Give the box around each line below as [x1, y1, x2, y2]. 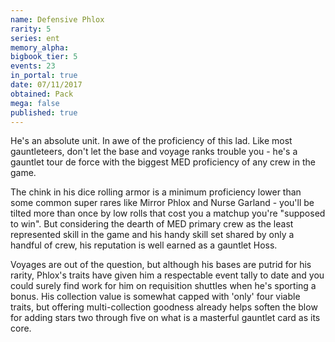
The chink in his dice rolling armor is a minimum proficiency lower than [10, 186, 302, 198]
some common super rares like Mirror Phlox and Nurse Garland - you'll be [10, 197, 315, 209]
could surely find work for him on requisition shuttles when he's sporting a [10, 280, 317, 292]
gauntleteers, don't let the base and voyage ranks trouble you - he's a [10, 146, 298, 158]
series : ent [10, 33, 60, 43]
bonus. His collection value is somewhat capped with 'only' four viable [10, 291, 301, 303]
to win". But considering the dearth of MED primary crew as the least [10, 218, 294, 230]
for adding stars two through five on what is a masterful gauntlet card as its [10, 312, 321, 324]
